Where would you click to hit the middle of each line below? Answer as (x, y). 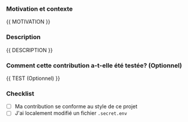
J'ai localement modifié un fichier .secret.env (71, 113)
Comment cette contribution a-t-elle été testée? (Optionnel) (94, 65)
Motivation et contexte (39, 9)
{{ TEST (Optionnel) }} (33, 78)
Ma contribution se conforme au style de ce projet (76, 107)
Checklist (20, 94)
